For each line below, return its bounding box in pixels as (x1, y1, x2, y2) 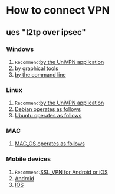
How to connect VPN (6, 4, 110, 17)
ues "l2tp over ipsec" (6, 27, 87, 37)
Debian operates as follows (14, 106, 81, 113)
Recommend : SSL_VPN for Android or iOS (14, 168, 108, 176)
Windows (6, 45, 34, 53)
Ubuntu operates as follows (14, 112, 82, 119)
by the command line (14, 71, 66, 78)
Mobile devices (6, 155, 51, 163)
